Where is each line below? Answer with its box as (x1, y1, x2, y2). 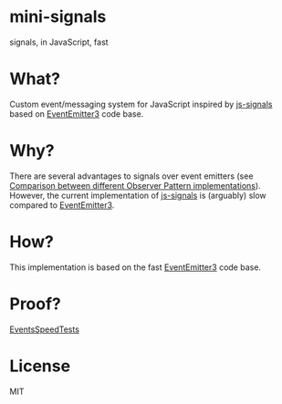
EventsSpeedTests (9, 324, 80, 335)
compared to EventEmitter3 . (9, 199, 115, 211)
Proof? (9, 294, 62, 314)
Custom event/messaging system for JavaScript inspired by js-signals (9, 98, 273, 109)
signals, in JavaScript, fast (9, 36, 109, 47)
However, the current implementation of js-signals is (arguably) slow (9, 190, 266, 201)
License (9, 356, 71, 376)
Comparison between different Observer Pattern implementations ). (9, 180, 262, 191)
